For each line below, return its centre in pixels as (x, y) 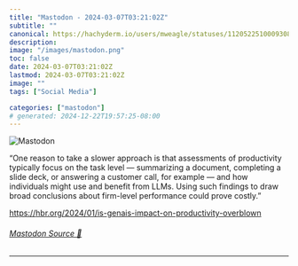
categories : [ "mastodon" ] (57, 107)
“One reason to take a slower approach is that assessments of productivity (145, 158)
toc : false (29, 59)
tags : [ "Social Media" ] (53, 91)
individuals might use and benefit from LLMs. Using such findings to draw (144, 186)
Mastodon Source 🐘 (46, 233)
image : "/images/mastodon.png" (67, 51)
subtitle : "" (33, 26)
